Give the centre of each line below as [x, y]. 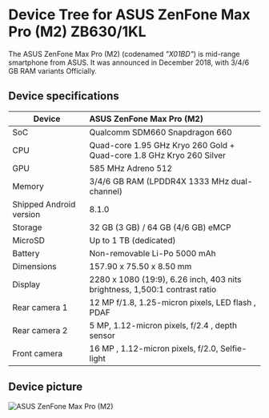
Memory [28, 186]
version [26, 214]
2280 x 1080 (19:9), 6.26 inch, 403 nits [165, 279]
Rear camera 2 [40, 330]
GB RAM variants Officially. [53, 70]
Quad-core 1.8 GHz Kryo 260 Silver [158, 155]
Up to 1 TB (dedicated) [132, 240]
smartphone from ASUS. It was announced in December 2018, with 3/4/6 [129, 62]
